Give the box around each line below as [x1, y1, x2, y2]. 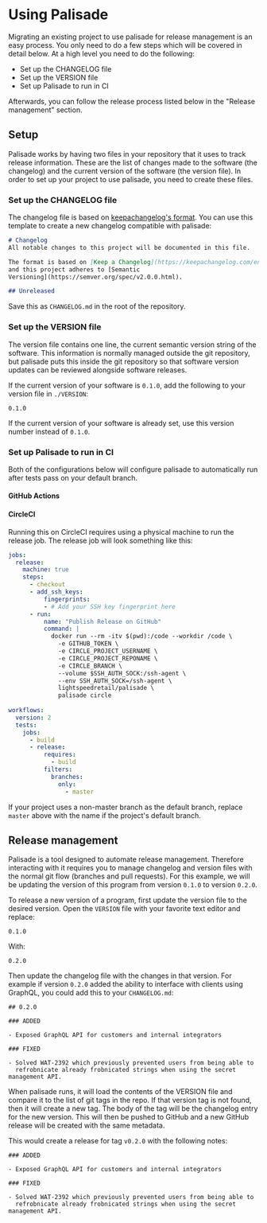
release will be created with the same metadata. [8, 1120, 165, 1131]
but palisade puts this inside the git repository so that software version [8, 356, 239, 366]
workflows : [8, 707, 44, 715]
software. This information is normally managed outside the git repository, [8, 348, 250, 357]
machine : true [22, 566, 69, 574]
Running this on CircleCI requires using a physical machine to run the [8, 527, 234, 536]
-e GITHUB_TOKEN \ [58, 640, 119, 648]
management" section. [8, 105, 83, 115]
